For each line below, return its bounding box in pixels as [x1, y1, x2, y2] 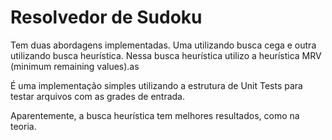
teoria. [10, 120, 37, 132]
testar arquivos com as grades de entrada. [10, 90, 186, 102]
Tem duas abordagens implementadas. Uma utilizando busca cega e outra [10, 39, 317, 51]
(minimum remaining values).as [10, 60, 140, 72]
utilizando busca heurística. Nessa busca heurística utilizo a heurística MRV [10, 49, 322, 61]
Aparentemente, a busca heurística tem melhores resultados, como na [10, 109, 300, 121]
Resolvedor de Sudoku [10, 6, 203, 29]
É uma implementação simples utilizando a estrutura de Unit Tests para [10, 79, 303, 91]
